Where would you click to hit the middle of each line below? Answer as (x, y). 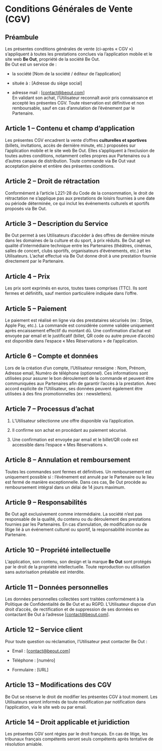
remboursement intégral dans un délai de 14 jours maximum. (65, 487)
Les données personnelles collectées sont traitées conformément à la (74, 599)
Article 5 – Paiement (36, 309)
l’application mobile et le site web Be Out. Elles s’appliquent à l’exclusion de (80, 150)
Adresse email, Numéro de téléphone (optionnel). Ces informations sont (77, 373)
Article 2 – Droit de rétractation (52, 181)
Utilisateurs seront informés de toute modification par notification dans (75, 702)
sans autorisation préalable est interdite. (45, 572)
